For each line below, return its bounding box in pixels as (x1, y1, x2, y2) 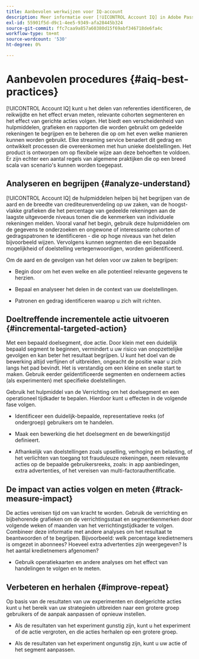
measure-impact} (6, 494, 73, 504)
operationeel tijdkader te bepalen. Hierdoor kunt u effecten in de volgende (6, 395, 188, 402)
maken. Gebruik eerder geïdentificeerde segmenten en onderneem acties (6, 371, 185, 378)
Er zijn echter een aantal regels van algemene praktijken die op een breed (6, 155, 186, 162)
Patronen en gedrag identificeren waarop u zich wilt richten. (14, 297, 162, 304)
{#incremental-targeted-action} (6, 324, 127, 334)
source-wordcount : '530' (6, 36, 68, 42)
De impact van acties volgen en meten (6, 484, 150, 494)
